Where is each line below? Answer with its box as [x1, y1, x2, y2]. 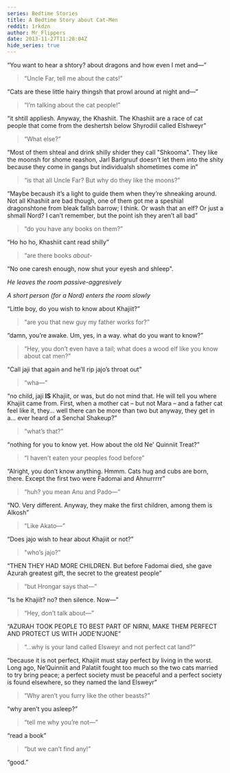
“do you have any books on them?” [23, 225, 124, 232]
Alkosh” [7, 508, 30, 516]
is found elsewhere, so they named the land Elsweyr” [7, 678, 158, 686]
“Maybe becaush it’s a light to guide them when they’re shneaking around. [7, 190, 218, 197]
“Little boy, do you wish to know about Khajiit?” [7, 305, 141, 313]
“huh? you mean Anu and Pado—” [23, 488, 121, 496]
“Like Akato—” [23, 522, 65, 530]
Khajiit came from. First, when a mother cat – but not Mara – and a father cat [7, 400, 223, 407]
